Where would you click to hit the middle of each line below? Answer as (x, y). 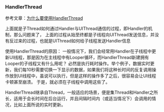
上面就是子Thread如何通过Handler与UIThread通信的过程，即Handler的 (77, 28)
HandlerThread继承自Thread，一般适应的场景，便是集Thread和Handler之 (80, 92)
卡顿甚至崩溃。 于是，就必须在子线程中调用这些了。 (57, 82)
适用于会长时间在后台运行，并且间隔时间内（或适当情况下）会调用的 (82, 99)
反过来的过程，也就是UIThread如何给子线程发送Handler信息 (70, 41)
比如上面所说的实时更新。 (39, 105)
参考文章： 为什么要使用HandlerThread (44, 18)
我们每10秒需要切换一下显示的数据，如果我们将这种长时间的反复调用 (83, 70)
